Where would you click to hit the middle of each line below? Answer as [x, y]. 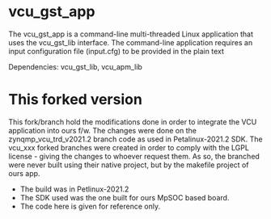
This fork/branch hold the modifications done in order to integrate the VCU [133, 122]
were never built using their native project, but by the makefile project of [129, 165]
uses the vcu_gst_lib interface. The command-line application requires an [131, 42]
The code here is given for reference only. [90, 206]
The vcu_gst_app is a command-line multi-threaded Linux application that [131, 34]
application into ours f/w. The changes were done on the [102, 130]
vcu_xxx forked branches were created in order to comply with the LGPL [129, 147]
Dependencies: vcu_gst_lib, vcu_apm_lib [76, 66]
